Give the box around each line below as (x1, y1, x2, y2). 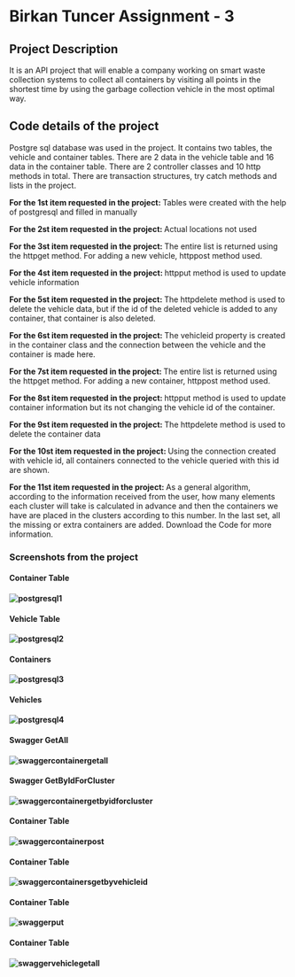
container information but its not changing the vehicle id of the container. (9, 401, 276, 413)
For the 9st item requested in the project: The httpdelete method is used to (9, 419, 286, 430)
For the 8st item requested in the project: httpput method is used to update (9, 392, 286, 403)
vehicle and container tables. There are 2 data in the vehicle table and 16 (9, 151, 275, 162)
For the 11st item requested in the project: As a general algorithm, (9, 481, 251, 492)
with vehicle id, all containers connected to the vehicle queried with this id (9, 454, 280, 466)
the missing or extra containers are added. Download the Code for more (9, 519, 272, 530)
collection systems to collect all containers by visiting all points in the (9, 74, 261, 85)
